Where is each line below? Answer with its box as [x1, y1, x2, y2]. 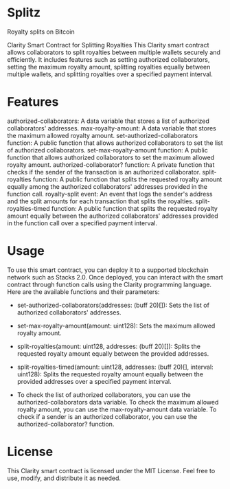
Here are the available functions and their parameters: [7, 287, 160, 296]
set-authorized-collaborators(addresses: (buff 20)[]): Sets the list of [16, 301, 209, 309]
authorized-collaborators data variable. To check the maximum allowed [16, 398, 219, 406]
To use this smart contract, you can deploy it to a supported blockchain [7, 266, 209, 274]
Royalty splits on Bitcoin [7, 27, 76, 36]
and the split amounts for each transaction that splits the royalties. [7, 197, 194, 205]
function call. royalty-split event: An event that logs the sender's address [7, 190, 213, 198]
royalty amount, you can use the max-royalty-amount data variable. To [16, 405, 217, 413]
